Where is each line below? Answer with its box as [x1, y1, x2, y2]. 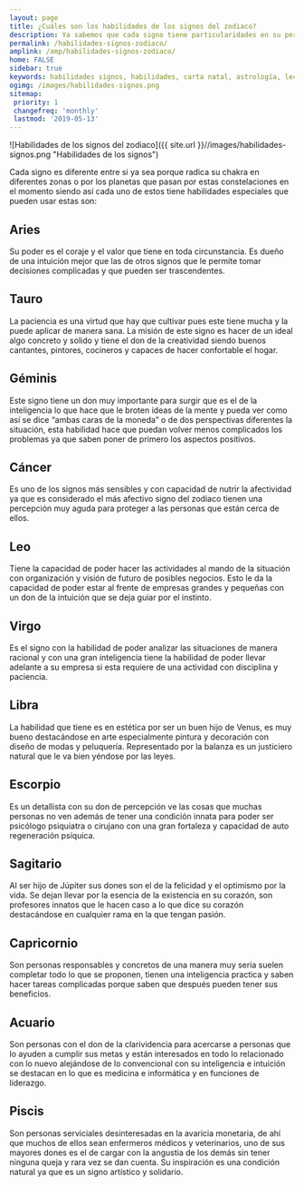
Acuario [9, 1014, 56, 1030]
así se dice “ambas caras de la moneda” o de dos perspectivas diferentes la [9, 414, 292, 425]
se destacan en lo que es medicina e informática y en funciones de [9, 1068, 260, 1079]
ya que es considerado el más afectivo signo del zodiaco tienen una [9, 494, 263, 505]
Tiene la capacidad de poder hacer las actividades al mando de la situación [9, 564, 291, 574]
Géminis [9, 371, 57, 387]
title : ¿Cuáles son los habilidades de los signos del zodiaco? [9, 22, 257, 31]
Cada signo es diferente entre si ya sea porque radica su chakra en [9, 167, 260, 178]
